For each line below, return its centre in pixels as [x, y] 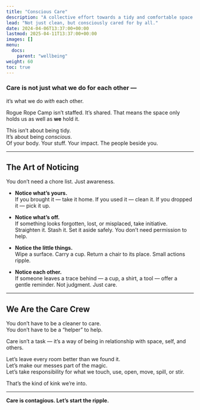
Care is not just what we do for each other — [71, 88]
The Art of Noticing [43, 167]
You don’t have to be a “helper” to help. [54, 330]
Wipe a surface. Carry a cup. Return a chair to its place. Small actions [100, 254]
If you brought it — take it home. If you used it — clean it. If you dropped [103, 200]
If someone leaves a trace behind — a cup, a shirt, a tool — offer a [96, 278]
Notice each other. [38, 272]
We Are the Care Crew [48, 309]
